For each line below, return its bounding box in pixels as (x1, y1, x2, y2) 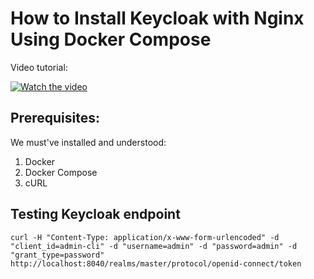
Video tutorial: (10, 61, 68, 73)
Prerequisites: (10, 110, 100, 127)
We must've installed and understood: (10, 136, 167, 148)
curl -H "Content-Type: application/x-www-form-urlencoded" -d (10, 232, 280, 242)
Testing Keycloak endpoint (10, 206, 181, 223)
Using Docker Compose (10, 28, 212, 51)
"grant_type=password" (10, 250, 105, 260)
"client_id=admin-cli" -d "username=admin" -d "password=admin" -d (10, 241, 298, 251)
